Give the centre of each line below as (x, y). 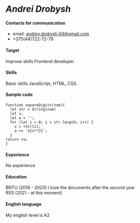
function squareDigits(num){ (35, 105)
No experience (21, 166)
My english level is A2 (28, 215)
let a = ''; (22, 118)
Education (16, 177)
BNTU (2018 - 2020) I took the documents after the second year (70, 188)
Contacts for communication (35, 23)
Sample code (19, 95)
